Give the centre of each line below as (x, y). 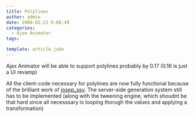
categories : (21, 28)
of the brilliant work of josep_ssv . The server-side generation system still (94, 90)
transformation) (25, 108)
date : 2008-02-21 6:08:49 (38, 22)
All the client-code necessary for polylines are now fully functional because (97, 83)
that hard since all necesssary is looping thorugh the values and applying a (97, 102)
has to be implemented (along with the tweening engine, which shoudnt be (97, 96)
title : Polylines (27, 11)
